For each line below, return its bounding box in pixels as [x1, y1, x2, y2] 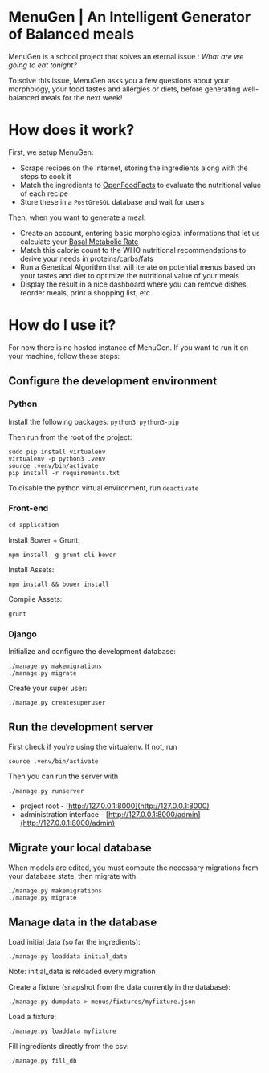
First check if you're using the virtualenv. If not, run [8, 742, 178, 751]
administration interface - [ [19, 809, 109, 819]
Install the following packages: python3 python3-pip [8, 417, 179, 426]
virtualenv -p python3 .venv [8, 454, 106, 463]
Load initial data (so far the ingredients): [8, 937, 141, 946]
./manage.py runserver [8, 786, 84, 795]
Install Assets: [8, 564, 55, 574]
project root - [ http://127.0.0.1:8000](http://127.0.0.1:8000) [19, 801, 210, 811]
